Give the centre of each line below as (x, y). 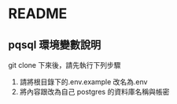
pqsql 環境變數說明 (55, 45)
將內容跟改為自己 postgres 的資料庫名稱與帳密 (94, 92)
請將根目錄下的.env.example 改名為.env (83, 82)
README (38, 14)
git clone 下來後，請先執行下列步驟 (65, 65)
